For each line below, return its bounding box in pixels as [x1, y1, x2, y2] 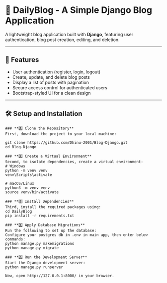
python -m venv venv [5, 168, 48, 173]
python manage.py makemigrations [5, 241, 75, 246]
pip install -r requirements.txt [5, 213, 75, 218]
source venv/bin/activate [5, 189, 59, 195]
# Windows [5, 164, 26, 169]
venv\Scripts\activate [5, 172, 52, 177]
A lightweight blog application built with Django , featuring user [5, 31, 134, 37]
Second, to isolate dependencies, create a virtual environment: [5, 159, 143, 164]
